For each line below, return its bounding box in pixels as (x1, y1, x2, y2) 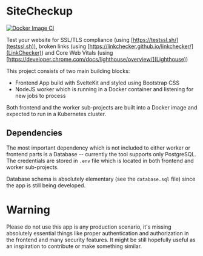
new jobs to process (15, 92, 66, 99)
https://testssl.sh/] (133, 36, 179, 43)
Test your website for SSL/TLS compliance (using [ (6, 36, 133, 43)
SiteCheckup (6, 4, 73, 18)
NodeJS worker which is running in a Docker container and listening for (15, 85, 194, 92)
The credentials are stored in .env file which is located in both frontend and (6, 157, 194, 164)
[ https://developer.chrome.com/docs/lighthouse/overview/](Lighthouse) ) (6, 55, 188, 63)
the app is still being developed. (6, 181, 86, 189)
